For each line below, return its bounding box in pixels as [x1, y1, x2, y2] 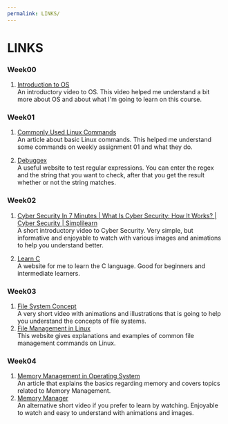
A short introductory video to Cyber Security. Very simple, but [17, 226, 193, 234]
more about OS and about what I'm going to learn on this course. [17, 95, 202, 104]
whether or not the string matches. [17, 178, 116, 187]
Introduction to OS [17, 80, 70, 89]
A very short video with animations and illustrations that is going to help [17, 310, 221, 317]
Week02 [7, 195, 37, 205]
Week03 [7, 286, 37, 296]
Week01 [7, 112, 35, 122]
